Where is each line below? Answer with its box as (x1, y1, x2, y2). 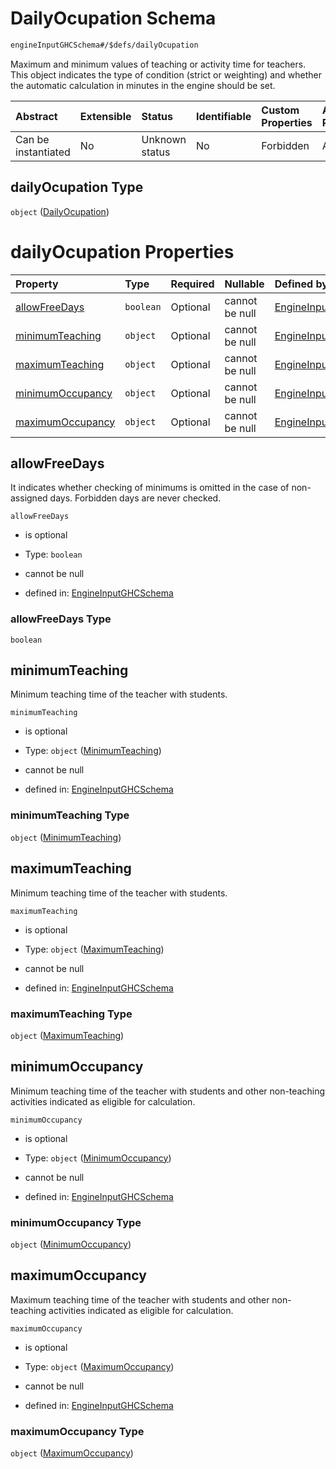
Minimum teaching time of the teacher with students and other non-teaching (10, 1085, 326, 1097)
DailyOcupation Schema (10, 7, 217, 30)
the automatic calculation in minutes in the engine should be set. (10, 79, 276, 91)
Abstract (15, 109, 58, 123)
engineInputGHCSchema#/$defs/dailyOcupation (10, 40, 199, 50)
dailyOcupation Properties (10, 240, 235, 263)
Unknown (141, 132, 187, 146)
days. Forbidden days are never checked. (49, 492, 222, 504)
